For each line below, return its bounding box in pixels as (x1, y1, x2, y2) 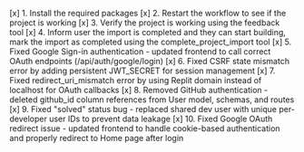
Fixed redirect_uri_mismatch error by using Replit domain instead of (9, 75, 262, 85)
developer (9, 113, 48, 124)
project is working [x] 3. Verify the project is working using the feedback (9, 17, 280, 28)
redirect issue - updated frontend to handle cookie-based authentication (9, 123, 280, 134)
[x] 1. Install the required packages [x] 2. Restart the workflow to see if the (9, 8, 287, 18)
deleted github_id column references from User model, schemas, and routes (9, 94, 295, 105)
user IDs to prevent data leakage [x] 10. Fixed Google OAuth (48, 113, 273, 124)
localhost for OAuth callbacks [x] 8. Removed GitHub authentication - (9, 85, 269, 95)
